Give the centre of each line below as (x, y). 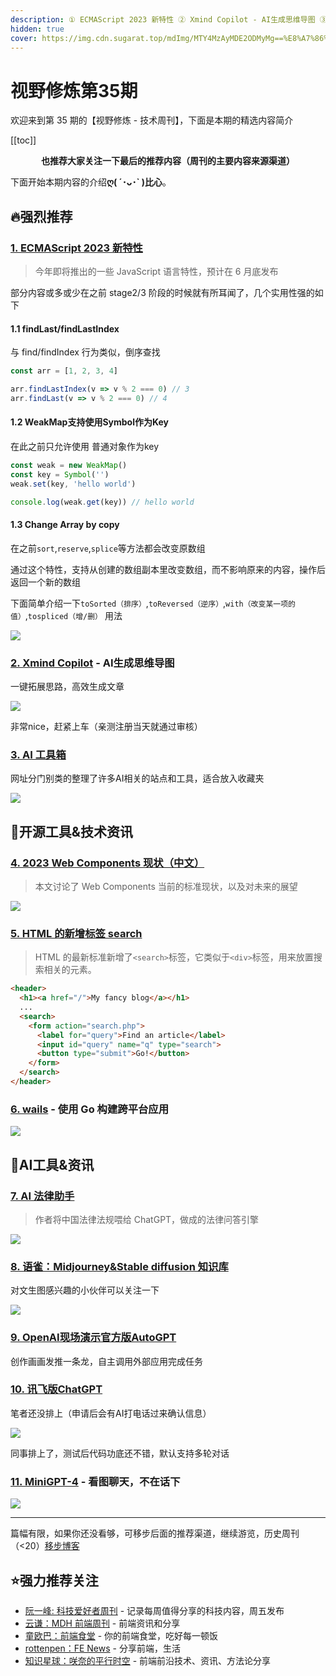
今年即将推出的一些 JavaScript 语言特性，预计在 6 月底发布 (156, 271)
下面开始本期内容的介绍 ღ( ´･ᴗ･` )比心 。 (91, 182)
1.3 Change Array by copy (65, 525)
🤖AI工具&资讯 (52, 1164)
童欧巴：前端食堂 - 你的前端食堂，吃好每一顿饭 (121, 1635)
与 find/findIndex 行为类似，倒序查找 (85, 352)
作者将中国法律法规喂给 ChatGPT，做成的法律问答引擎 (147, 1219)
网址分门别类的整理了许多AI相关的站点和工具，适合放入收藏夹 (137, 778)
